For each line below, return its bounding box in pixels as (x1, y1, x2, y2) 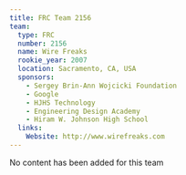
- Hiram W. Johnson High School (26, 115, 149, 124)
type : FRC (17, 30, 55, 39)
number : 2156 (17, 38, 67, 48)
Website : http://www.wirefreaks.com (26, 132, 166, 141)
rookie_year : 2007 (17, 56, 88, 65)
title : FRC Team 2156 (9, 13, 92, 23)
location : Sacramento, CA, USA (17, 65, 137, 74)
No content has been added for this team (9, 157, 164, 168)
